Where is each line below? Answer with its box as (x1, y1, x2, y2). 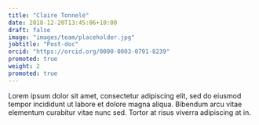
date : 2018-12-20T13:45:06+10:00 (8, 19, 118, 27)
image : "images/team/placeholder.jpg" (8, 33, 135, 41)
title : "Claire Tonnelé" (8, 11, 89, 20)
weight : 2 (8, 62, 41, 70)
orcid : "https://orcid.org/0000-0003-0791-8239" (8, 48, 170, 55)
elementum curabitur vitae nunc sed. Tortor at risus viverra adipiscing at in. (8, 107, 251, 117)
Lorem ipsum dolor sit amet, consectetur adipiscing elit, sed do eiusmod (8, 91, 242, 100)
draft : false (8, 26, 51, 34)
